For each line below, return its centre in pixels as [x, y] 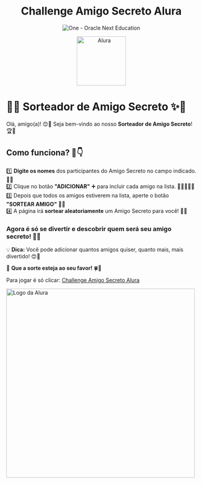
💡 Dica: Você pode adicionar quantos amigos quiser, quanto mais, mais [95, 249]
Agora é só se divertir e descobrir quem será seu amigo [89, 229]
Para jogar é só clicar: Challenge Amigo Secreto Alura [73, 280]
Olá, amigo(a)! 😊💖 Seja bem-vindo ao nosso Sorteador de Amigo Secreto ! [99, 124]
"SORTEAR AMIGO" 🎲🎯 [36, 204]
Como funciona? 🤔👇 [45, 153]
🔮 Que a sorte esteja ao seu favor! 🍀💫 [54, 268]
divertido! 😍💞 [23, 256]
